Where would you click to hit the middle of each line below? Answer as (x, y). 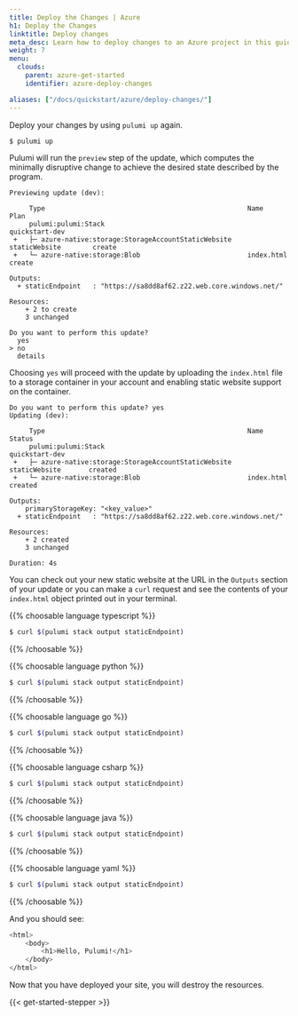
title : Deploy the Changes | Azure (75, 17)
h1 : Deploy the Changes (53, 26)
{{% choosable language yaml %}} (72, 868)
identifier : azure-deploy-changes (89, 83)
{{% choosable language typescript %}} (82, 616)
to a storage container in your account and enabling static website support (145, 382)
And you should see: (47, 918)
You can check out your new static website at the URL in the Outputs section (149, 580)
